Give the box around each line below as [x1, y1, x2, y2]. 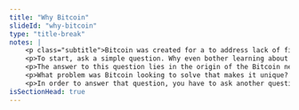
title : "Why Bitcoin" [9, 12, 90, 22]
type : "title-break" [9, 29, 86, 38]
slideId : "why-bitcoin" [9, 21, 98, 30]
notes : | [9, 37, 42, 47]
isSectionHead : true [9, 87, 86, 96]
